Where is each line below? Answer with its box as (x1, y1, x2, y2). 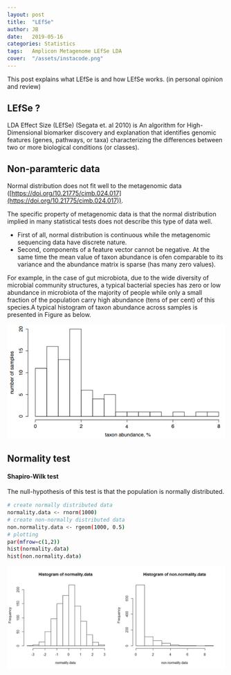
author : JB (7, 26, 39, 33)
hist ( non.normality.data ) (7, 553, 82, 560)
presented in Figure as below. (7, 310, 91, 318)
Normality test (7, 452, 71, 464)
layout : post (7, 11, 45, 18)
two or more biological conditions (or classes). (7, 143, 140, 151)
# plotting (7, 531, 39, 538)
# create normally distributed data (7, 502, 113, 509)
